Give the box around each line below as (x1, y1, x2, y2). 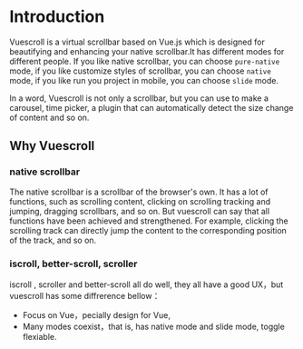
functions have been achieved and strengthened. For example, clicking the (9, 215, 288, 226)
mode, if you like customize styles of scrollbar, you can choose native (9, 65, 272, 76)
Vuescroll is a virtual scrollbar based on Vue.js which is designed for (9, 36, 265, 47)
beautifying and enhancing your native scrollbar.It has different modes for (9, 45, 285, 56)
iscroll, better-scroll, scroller (9, 257, 138, 270)
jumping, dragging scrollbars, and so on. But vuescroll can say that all (9, 205, 270, 216)
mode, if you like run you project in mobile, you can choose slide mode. (9, 75, 279, 85)
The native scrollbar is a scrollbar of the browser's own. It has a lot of (9, 186, 269, 197)
